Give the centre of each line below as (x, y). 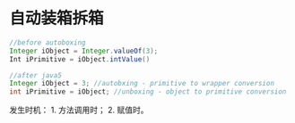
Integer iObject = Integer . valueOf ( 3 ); (84, 51)
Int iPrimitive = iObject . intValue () (80, 59)
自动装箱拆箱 (57, 18)
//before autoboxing (48, 42)
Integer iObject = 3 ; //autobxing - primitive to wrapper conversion (142, 84)
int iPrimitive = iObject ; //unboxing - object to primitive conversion (148, 92)
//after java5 (36, 75)
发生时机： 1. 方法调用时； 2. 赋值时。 (79, 110)
